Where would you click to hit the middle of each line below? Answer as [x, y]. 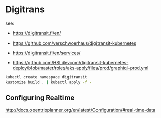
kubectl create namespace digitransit [46, 77]
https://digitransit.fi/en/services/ [46, 53]
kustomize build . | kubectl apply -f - [49, 82]
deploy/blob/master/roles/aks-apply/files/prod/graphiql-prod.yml [80, 68]
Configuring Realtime [40, 98]
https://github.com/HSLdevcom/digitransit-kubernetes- [71, 62]
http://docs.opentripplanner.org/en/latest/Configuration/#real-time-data [80, 110]
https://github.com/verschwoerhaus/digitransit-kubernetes [74, 43]
